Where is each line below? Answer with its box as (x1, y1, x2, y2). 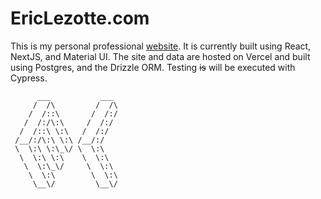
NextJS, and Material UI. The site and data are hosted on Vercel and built (10, 50, 311, 62)
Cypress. (10, 72, 48, 84)
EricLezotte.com (10, 7, 150, 30)
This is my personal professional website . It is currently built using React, (10, 40, 312, 52)
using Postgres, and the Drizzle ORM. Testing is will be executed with (10, 61, 296, 73)
